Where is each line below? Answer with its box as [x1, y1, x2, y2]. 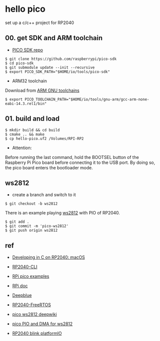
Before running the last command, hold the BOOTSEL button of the [5, 154, 139, 160]
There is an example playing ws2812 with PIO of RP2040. [5, 210, 120, 216]
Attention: [12, 145, 32, 151]
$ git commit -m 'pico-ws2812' [5, 224, 69, 229]
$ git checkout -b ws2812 [5, 201, 58, 207]
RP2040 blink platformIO [12, 330, 62, 337]
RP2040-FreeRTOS [12, 302, 51, 308]
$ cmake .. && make [5, 131, 45, 137]
